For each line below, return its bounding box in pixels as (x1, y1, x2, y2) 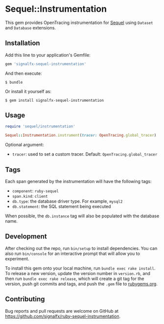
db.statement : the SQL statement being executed (12, 204, 111, 209)
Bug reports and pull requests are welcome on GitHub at (5, 308, 119, 314)
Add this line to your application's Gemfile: (5, 52, 91, 58)
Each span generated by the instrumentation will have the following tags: (5, 179, 152, 184)
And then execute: (5, 70, 42, 76)
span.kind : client (12, 193, 48, 199)
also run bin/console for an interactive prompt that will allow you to (5, 251, 141, 256)
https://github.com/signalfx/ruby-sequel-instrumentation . (5, 313, 121, 319)
